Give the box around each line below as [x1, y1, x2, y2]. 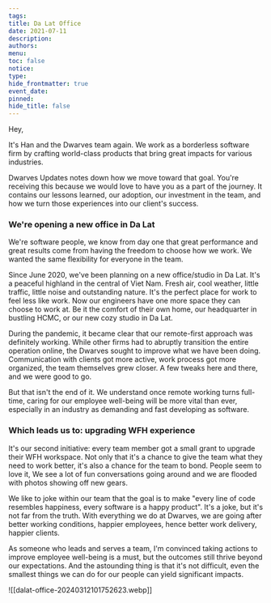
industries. [8, 157, 44, 167]
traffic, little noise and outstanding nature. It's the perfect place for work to [8, 287, 257, 297]
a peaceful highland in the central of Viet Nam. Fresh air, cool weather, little [8, 278, 259, 288]
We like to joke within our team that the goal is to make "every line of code [8, 493, 256, 503]
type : [8, 72, 27, 80]
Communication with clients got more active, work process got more [8, 355, 237, 364]
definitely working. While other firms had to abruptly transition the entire [8, 338, 249, 347]
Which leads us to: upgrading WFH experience [8, 425, 196, 436]
